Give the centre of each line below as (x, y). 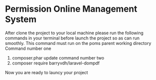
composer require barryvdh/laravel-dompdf (56, 63)
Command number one (28, 48)
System (21, 19)
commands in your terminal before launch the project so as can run (72, 38)
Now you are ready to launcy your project (47, 72)
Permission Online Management (71, 9)
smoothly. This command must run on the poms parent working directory (78, 43)
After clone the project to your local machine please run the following (74, 33)
